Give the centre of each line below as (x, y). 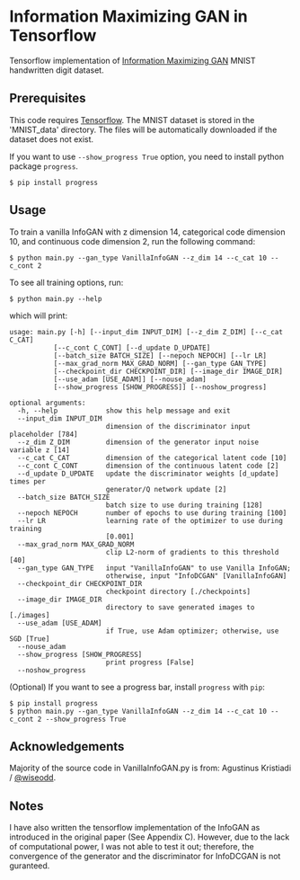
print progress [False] (150, 662)
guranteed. (30, 866)
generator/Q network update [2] (166, 489)
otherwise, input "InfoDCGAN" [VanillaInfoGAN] (196, 576)
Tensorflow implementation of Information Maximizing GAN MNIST (132, 60)
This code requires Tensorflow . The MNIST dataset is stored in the (132, 120)
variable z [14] (40, 450)
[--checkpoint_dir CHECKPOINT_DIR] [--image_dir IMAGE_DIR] (168, 371)
